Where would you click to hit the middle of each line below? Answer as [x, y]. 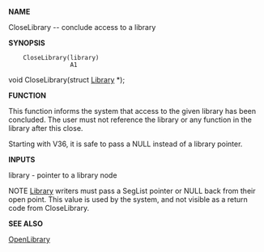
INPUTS [22, 160]
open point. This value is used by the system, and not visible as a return [128, 199]
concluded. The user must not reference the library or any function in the [130, 120]
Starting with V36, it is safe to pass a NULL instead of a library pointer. [126, 144]
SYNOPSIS [27, 43]
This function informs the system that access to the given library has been [132, 111]
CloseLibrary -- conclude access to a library [82, 27]
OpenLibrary [30, 239]
